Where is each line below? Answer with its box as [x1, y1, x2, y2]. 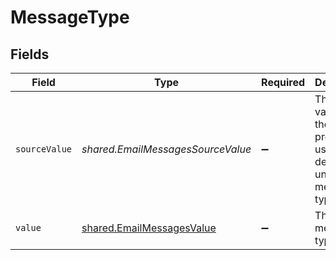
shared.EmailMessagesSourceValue [81, 142, 252, 156]
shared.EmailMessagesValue [81, 221, 217, 235]
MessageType [10, 6, 130, 29]
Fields [10, 46, 50, 63]
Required [261, 76, 306, 89]
